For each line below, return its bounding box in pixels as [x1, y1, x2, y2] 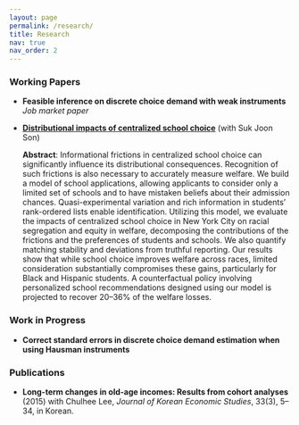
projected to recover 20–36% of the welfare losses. [21, 292, 212, 303]
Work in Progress [9, 314, 87, 327]
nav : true [9, 37, 46, 47]
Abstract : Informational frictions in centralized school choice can [21, 149, 262, 161]
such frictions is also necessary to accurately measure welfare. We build [21, 169, 290, 179]
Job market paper [21, 105, 89, 116]
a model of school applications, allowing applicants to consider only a [21, 178, 278, 188]
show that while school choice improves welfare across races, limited [21, 254, 278, 264]
